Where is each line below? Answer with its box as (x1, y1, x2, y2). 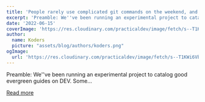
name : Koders (12, 37, 45, 43)
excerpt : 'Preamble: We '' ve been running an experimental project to (6, 15, 187, 21)
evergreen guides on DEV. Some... (6, 77, 93, 84)
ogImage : (6, 49, 29, 55)
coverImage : (6, 25, 37, 32)
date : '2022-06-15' (6, 20, 56, 26)
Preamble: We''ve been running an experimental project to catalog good (6, 70, 188, 78)
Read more (6, 89, 34, 96)
